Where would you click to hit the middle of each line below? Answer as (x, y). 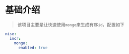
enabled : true (33, 48)
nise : (11, 34)
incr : (15, 38)
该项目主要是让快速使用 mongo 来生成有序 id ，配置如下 (71, 25)
